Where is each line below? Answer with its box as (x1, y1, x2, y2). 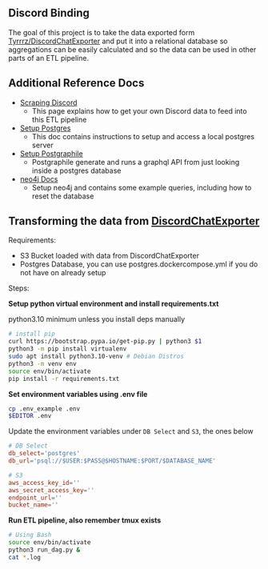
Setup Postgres (19, 123, 71, 133)
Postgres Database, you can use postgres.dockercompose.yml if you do (19, 259, 258, 269)
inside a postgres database (31, 166, 122, 175)
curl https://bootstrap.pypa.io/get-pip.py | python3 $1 (8, 338, 202, 346)
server (31, 140, 54, 150)
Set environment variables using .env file (8, 389, 148, 399)
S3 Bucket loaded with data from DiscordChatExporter (19, 251, 200, 261)
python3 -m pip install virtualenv (8, 345, 127, 353)
